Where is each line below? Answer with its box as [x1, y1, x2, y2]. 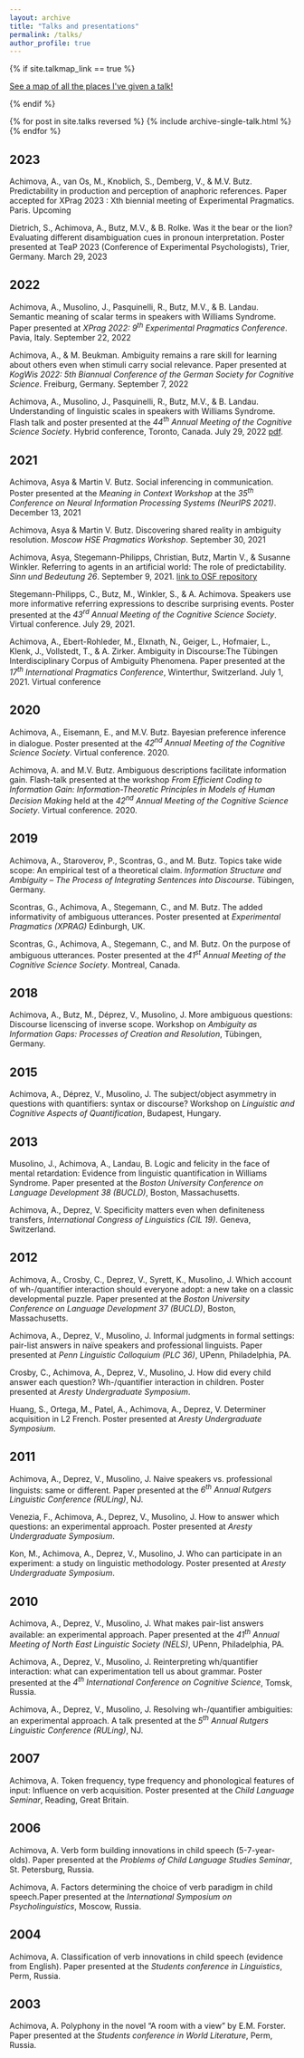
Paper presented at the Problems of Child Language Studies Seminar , [32, 1854, 292, 1865]
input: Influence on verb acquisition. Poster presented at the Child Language [9, 1784, 295, 1795]
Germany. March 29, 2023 [9, 251, 108, 263]
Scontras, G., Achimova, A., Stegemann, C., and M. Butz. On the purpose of [9, 938, 291, 949]
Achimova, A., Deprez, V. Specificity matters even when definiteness [9, 1205, 265, 1215]
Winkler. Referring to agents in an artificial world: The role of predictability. [9, 561, 287, 572]
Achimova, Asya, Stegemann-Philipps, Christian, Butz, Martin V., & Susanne [9, 552, 291, 563]
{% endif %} [9, 99, 56, 110]
